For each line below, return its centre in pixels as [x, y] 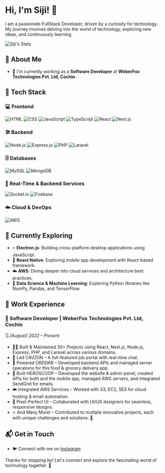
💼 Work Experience [35, 304]
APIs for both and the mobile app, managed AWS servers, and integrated [86, 378]
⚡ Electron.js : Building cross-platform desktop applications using [79, 248]
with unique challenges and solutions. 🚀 [53, 418]
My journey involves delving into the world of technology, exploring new [78, 29]
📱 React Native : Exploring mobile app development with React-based [83, 260]
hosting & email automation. [40, 397]
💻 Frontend [19, 107]
